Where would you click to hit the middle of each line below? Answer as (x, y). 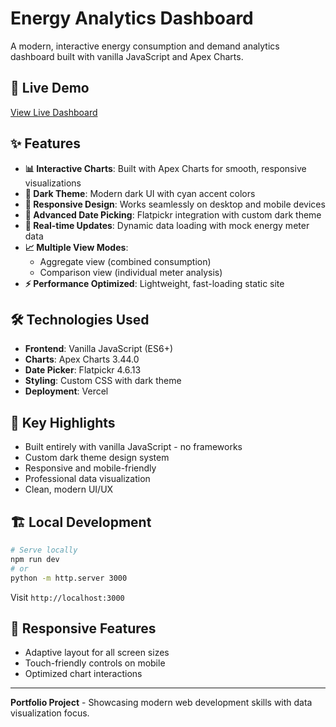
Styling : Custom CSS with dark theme (103, 381)
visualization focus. (50, 713)
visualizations (53, 183)
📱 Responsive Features (83, 628)
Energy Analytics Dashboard (132, 18)
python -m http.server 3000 (69, 578)
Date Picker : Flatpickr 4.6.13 (83, 370)
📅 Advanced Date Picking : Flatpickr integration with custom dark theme (173, 214)
